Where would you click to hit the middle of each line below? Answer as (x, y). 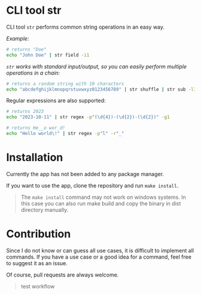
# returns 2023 (25, 112)
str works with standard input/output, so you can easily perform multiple (97, 66)
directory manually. (45, 210)
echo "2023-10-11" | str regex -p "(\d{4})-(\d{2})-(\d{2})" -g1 (88, 117)
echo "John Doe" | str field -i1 (48, 55)
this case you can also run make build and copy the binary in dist (101, 203)
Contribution (39, 234)
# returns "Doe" (26, 49)
